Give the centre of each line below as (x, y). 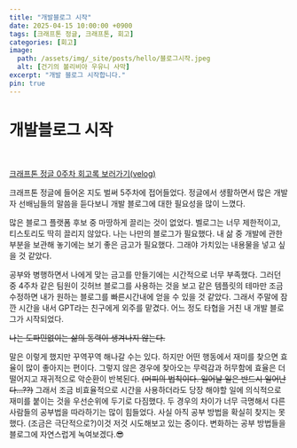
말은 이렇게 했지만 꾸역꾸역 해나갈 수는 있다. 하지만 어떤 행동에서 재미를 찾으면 (144, 357)
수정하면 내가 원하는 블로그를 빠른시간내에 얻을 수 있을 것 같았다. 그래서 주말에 (144, 296)
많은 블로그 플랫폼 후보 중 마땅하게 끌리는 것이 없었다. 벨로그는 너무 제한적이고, (145, 222)
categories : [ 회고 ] (43, 42)
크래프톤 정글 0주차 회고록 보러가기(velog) (83, 173)
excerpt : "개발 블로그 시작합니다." (67, 75)
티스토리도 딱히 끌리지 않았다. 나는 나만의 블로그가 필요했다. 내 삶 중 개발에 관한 (146, 233)
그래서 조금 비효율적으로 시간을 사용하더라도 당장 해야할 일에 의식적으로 (158, 389)
